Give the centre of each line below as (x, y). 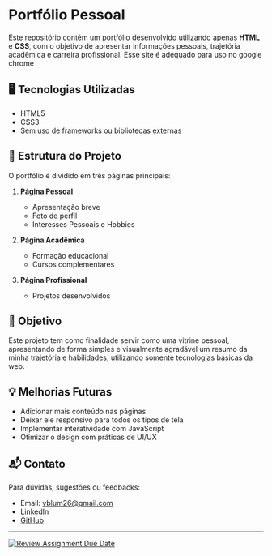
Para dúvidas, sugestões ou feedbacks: (74, 487)
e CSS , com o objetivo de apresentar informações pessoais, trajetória (124, 45)
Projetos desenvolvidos (71, 295)
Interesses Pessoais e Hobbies (83, 224)
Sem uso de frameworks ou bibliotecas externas (101, 130)
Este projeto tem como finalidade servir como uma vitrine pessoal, (119, 340)
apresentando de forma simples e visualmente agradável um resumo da (128, 349)
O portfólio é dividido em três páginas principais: (89, 175)
